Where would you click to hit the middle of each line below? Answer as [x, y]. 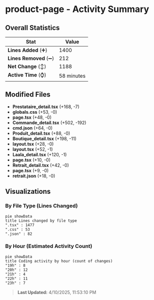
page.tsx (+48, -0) [32, 117]
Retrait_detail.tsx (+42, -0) [40, 165]
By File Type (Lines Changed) [41, 206]
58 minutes [72, 76]
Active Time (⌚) [27, 75]
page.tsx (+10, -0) [31, 160]
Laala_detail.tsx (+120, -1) [39, 154]
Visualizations [28, 192]
